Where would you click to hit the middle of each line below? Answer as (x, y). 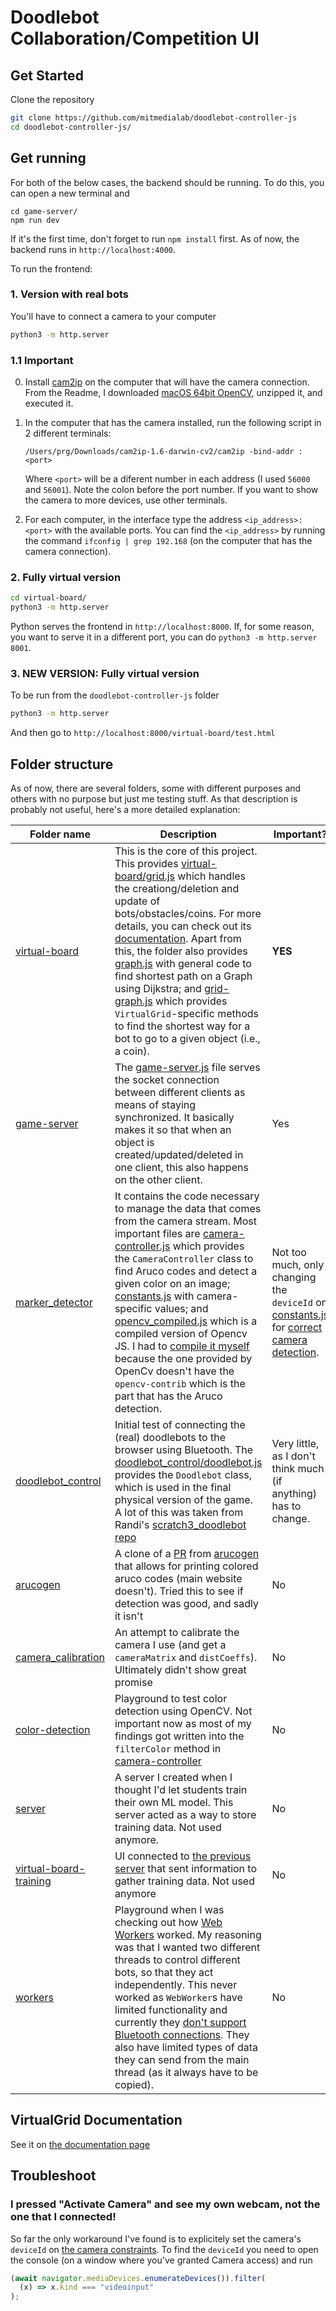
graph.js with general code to (183, 964)
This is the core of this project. (186, 851)
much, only (298, 1265)
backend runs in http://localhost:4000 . (93, 249)
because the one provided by (183, 1359)
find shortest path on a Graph (183, 976)
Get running (48, 158)
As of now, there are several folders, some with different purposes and (156, 788)
